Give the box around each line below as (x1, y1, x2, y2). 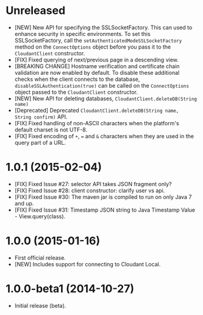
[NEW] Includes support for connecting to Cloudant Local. (14, 260, 161, 268)
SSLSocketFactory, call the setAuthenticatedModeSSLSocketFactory (14, 36, 182, 44)
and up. (14, 199, 34, 207)
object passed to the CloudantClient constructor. (14, 88, 138, 95)
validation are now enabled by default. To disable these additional (14, 69, 180, 76)
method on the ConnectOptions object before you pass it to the (14, 43, 171, 50)
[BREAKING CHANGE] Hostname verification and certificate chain (14, 62, 180, 70)
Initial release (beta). (14, 302, 66, 309)
